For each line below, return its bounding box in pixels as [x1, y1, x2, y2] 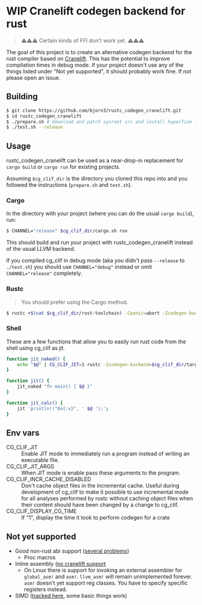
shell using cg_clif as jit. [6, 344, 65, 351]
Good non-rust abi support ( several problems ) [14, 547, 129, 554]
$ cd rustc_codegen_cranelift [6, 113, 82, 119]
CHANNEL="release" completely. [6, 269, 82, 277]
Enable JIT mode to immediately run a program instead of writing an [21, 450, 190, 458]
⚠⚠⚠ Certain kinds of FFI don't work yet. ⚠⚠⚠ [20, 37, 144, 44]
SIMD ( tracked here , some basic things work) [14, 592, 127, 600]
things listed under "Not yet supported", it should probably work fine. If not [6, 67, 192, 75]
